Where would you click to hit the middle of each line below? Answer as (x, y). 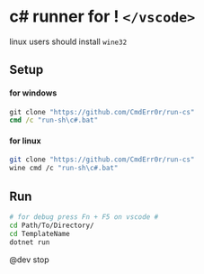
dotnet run (30, 242)
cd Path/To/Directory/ (52, 225)
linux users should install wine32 (68, 41)
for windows (33, 93)
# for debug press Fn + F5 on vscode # (84, 217)
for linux (26, 141)
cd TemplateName (40, 233)
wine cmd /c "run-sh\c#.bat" (64, 169)
